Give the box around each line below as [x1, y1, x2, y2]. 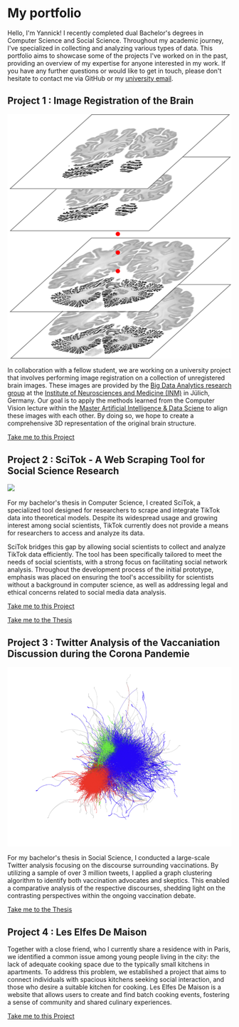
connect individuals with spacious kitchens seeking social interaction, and [7, 975, 225, 983]
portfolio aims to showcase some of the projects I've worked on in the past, [7, 51, 228, 60]
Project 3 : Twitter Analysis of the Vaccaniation [7, 637, 221, 649]
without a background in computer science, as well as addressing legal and [7, 580, 228, 590]
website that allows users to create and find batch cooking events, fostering [7, 990, 230, 998]
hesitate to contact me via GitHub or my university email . [7, 74, 174, 83]
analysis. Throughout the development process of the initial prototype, [7, 565, 214, 574]
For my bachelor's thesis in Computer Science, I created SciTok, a [7, 498, 201, 507]
